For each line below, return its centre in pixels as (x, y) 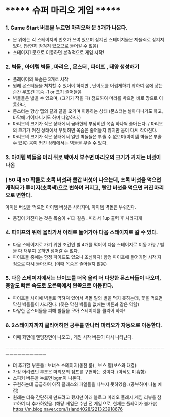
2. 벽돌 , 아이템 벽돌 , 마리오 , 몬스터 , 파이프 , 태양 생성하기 (72, 67)
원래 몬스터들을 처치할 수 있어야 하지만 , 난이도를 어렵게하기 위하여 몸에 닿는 (88, 85)
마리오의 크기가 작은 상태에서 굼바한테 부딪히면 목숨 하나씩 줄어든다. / (81, 123)
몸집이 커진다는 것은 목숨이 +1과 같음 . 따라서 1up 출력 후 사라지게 (77, 218)
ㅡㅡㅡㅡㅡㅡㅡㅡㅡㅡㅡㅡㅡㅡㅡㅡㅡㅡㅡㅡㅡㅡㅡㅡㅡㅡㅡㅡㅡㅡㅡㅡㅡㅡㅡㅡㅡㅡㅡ (85, 348)
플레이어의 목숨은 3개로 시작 (40, 79)
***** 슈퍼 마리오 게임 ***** (63, 10)
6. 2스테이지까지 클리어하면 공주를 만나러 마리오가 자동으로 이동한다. (84, 325)
